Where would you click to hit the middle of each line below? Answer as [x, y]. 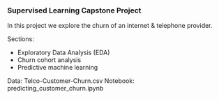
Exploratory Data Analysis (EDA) [63, 53]
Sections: [21, 39]
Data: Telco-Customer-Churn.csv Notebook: [71, 81]
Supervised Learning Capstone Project [74, 10]
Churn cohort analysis [49, 60]
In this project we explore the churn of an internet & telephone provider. [110, 26]
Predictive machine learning [58, 68]
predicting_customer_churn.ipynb [55, 89]
